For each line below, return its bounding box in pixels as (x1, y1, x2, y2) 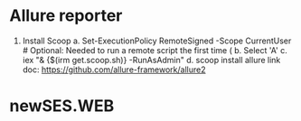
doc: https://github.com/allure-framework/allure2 (22, 64, 206, 75)
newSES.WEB (9, 96, 115, 116)
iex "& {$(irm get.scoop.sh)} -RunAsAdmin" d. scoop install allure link (22, 54, 281, 65)
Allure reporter (9, 5, 123, 26)
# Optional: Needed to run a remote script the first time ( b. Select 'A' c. (22, 44, 287, 55)
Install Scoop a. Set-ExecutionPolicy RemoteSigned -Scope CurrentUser (22, 35, 292, 46)
